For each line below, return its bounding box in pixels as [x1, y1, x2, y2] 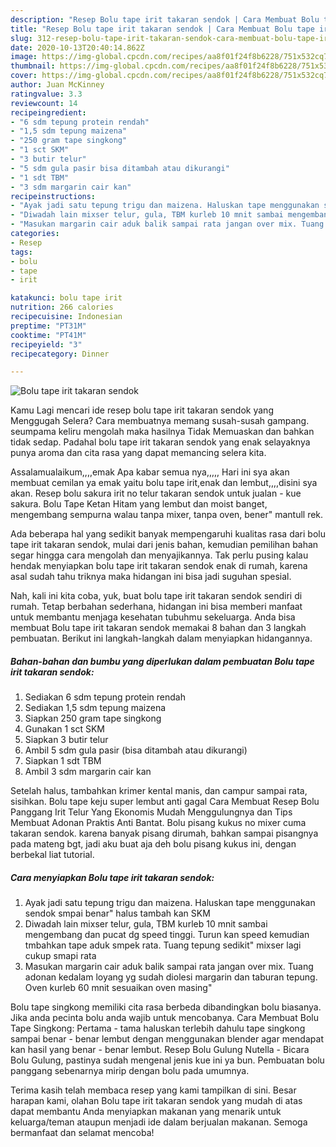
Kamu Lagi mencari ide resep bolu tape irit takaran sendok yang [10, 404, 274, 416]
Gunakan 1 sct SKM [24, 723, 105, 735]
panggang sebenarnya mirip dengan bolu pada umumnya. [10, 1065, 250, 1077]
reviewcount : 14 [10, 98, 78, 108]
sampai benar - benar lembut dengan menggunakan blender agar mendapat [10, 1033, 324, 1045]
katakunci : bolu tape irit [10, 293, 123, 303]
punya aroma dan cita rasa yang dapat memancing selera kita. [10, 447, 267, 459]
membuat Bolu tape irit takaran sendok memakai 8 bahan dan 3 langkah [10, 622, 307, 634]
